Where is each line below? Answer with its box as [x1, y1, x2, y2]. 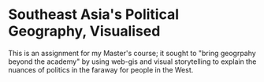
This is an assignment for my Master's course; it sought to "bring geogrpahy [8, 48, 256, 58]
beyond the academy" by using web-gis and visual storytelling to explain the [8, 57, 257, 66]
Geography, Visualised [8, 22, 161, 40]
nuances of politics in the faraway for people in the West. [8, 65, 194, 74]
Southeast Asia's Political [8, 6, 180, 24]
